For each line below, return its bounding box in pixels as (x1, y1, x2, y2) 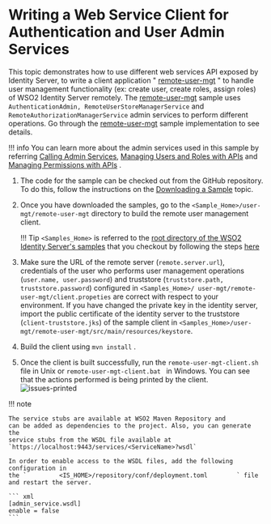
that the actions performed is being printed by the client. (19, 374, 209, 384)
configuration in (8, 464, 67, 472)
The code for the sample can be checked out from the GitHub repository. (19, 176, 264, 185)
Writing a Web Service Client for (8, 6, 229, 24)
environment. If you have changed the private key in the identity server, (19, 300, 259, 309)
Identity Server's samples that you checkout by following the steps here (19, 241, 260, 251)
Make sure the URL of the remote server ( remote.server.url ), (19, 257, 225, 266)
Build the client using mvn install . (19, 342, 136, 351)
